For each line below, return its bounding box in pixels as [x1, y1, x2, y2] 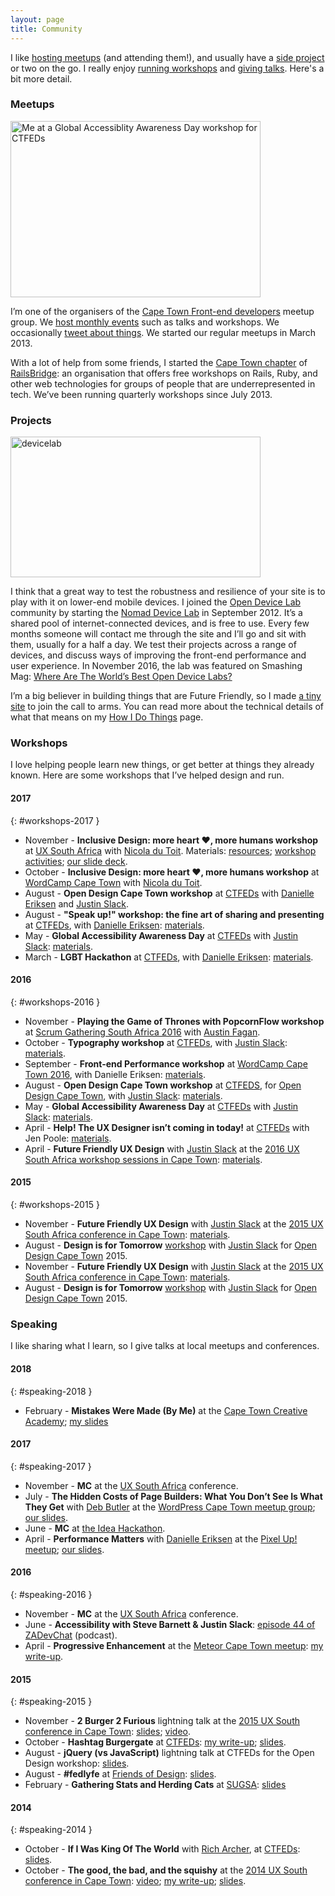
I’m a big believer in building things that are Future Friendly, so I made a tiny [10, 690, 322, 702]
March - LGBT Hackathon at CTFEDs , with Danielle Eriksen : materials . [24, 951, 314, 963]
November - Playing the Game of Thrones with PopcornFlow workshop [24, 1015, 325, 1027]
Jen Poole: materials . [24, 1132, 112, 1144]
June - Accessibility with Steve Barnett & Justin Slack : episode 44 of [24, 1618, 316, 1630]
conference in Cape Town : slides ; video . [24, 1726, 192, 1738]
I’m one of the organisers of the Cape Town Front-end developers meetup [10, 305, 315, 317]
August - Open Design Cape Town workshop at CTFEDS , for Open [24, 1079, 302, 1091]
